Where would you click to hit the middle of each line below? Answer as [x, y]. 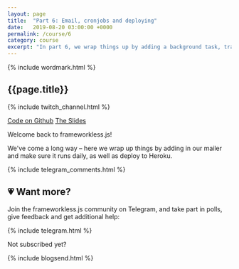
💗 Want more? [39, 192]
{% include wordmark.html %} [52, 67]
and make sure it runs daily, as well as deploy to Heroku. [90, 155]
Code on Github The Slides [47, 120]
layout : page [27, 14]
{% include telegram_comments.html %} [67, 169]
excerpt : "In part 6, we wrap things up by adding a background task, [114, 47]
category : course [33, 41]
